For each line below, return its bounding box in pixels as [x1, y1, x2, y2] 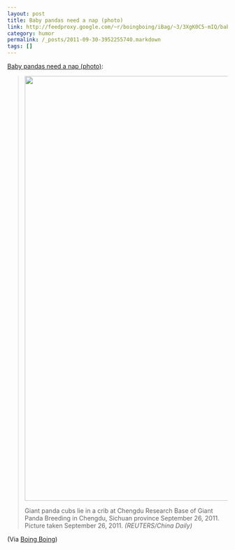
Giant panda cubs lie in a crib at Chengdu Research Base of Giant [24, 507, 213, 515]
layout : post [7, 10, 45, 18]
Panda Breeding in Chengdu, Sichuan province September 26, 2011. [24, 514, 220, 522]
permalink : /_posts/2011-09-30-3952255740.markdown [7, 36, 161, 43]
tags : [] [7, 43, 33, 50]
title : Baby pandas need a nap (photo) [7, 17, 124, 24]
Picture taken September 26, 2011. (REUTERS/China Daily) [24, 521, 193, 530]
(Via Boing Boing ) [7, 535, 58, 543]
